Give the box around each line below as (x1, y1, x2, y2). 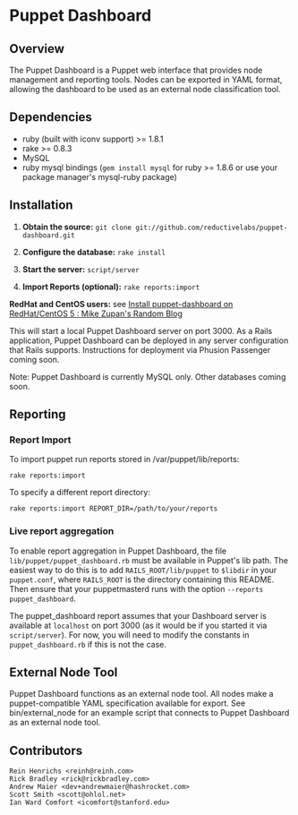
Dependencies (9, 109, 92, 125)
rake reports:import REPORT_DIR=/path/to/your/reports (9, 504, 218, 513)
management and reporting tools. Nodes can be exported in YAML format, (9, 74, 283, 85)
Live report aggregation (9, 525, 115, 537)
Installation (9, 198, 73, 213)
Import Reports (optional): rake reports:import (21, 281, 200, 292)
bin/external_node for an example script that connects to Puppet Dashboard (9, 708, 290, 718)
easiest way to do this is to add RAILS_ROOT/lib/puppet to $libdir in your (9, 564, 277, 575)
